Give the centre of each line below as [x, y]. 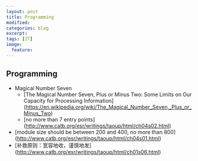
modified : [18, 22]
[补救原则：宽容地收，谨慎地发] [53, 145]
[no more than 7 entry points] [59, 119]
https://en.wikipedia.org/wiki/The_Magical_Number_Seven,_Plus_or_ [109, 107]
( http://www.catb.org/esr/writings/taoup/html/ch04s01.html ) [88, 138]
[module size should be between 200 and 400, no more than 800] [95, 132]
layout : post [22, 11]
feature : [22, 50]
